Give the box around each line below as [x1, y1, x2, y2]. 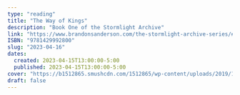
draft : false [7, 76, 46, 84]
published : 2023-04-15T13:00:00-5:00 [14, 64, 126, 71]
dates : [7, 51, 27, 58]
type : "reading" [7, 10, 56, 18]
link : [7, 30, 24, 38]
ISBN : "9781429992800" [7, 37, 75, 44]
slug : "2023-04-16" [7, 44, 66, 51]
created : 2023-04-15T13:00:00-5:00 [14, 57, 120, 64]
